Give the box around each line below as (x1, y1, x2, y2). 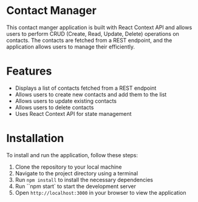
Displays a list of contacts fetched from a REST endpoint (15, 84, 157, 92)
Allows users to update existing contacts (15, 97, 117, 104)
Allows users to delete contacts (15, 104, 94, 111)
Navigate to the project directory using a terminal (15, 169, 138, 177)
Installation (6, 132, 64, 146)
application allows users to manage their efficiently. (6, 43, 135, 50)
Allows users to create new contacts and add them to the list (15, 90, 167, 98)
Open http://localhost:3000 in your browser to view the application (15, 189, 186, 196)
